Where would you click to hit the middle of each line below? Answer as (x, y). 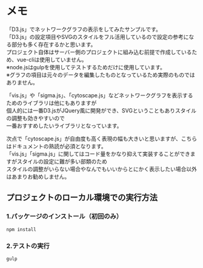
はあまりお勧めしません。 (38, 176)
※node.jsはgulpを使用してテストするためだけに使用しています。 (86, 67)
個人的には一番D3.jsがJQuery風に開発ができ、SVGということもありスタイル (101, 110)
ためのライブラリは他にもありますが (52, 103)
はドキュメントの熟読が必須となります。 (57, 146)
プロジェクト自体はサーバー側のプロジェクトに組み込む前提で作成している (99, 52)
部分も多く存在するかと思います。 (54, 44)
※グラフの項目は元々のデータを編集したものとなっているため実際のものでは (101, 75)
